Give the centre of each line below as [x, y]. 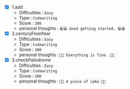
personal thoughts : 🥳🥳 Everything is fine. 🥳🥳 [67, 55]
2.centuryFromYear [31, 33]
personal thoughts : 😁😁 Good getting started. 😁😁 [72, 29]
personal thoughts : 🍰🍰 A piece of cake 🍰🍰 [62, 81]
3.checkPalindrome [31, 60]
